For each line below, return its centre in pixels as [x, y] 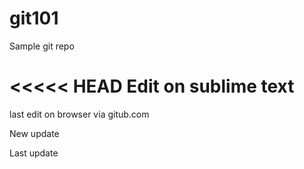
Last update [34, 153]
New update [34, 133]
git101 [34, 18]
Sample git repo [42, 46]
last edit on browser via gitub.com [79, 114]
